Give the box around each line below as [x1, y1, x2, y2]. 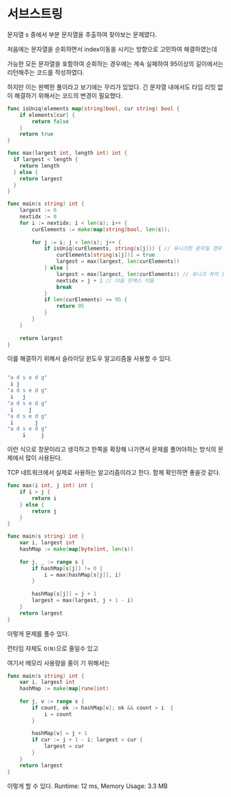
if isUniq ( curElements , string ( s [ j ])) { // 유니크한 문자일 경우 [43, 245, 222, 252]
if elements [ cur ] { [19, 111, 76, 118]
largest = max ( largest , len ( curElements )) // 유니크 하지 [56, 270, 219, 277]
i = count [43, 710, 72, 718]
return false [32, 118, 69, 125]
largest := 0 [19, 207, 57, 214]
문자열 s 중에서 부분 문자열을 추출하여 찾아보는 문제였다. [7, 30, 157, 39]
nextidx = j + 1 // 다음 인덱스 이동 [56, 277, 155, 284]
